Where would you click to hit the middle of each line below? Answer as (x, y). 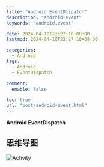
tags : (13, 61)
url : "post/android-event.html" (47, 106)
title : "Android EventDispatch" (47, 12)
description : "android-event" (44, 17)
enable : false (29, 89)
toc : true (19, 100)
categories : (21, 50)
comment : (17, 83)
